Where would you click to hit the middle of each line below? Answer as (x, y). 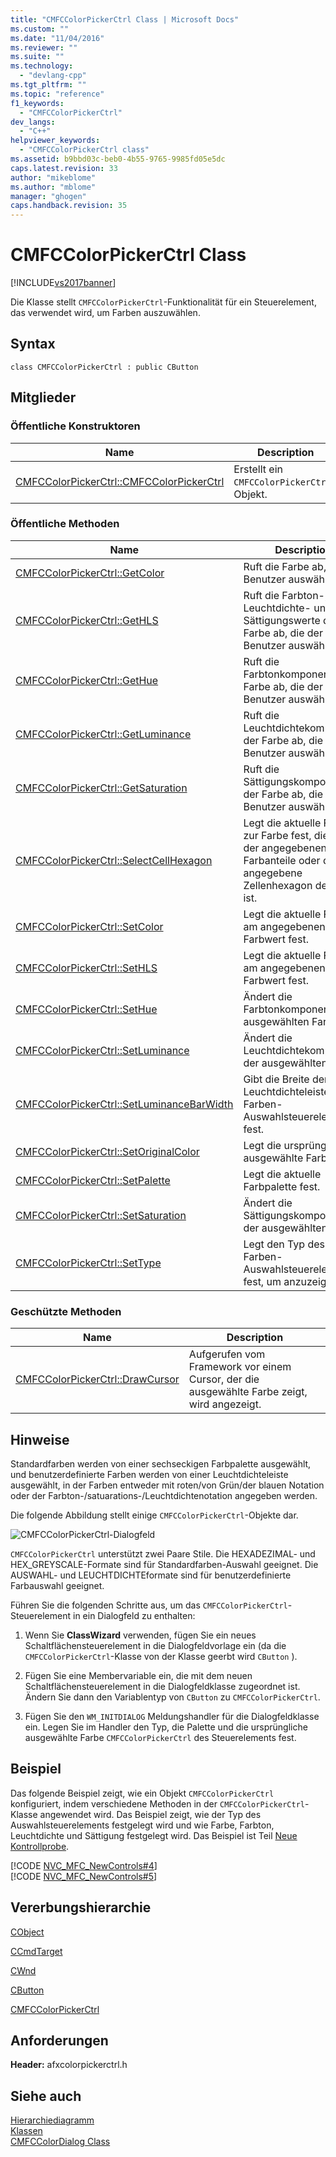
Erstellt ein (258, 469)
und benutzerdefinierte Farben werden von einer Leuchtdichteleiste (149, 1474)
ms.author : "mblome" (53, 187)
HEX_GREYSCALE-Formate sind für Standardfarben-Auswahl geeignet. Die (164, 1564)
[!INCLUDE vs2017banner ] (63, 283)
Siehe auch (46, 2096)
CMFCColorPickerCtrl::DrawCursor (97, 1379)
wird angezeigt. (225, 1404)
